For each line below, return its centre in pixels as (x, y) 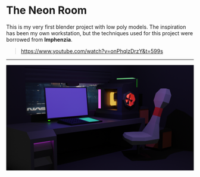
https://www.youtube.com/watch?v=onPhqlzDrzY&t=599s (92, 51)
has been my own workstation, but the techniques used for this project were (100, 33)
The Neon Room (47, 10)
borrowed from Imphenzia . (39, 39)
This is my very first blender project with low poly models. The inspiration (96, 27)
